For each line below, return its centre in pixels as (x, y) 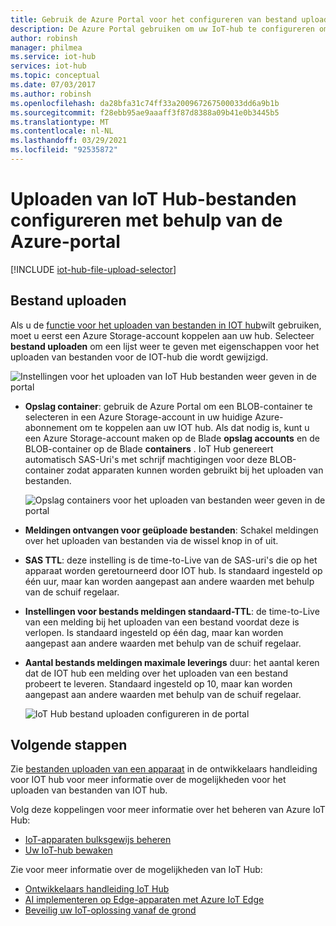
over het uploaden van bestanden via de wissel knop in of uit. (151, 540)
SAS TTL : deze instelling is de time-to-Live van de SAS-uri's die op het (171, 560)
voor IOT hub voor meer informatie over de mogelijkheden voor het (148, 780)
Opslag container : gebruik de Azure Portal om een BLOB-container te (168, 406)
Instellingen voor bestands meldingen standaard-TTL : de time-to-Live (172, 611)
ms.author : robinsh (51, 94)
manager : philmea (46, 47)
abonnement (51, 427)
